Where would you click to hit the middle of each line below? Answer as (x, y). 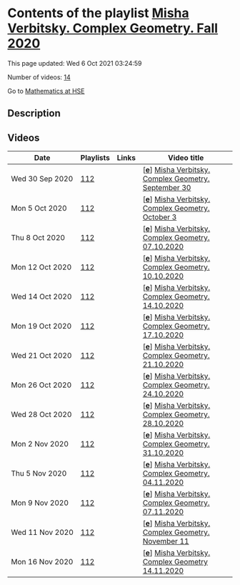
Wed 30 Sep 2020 (42, 179)
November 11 (166, 541)
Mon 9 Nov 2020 (40, 503)
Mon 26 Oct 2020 (41, 385)
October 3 (160, 217)
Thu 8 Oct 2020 (38, 238)
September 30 (167, 188)
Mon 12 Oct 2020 (41, 267)
